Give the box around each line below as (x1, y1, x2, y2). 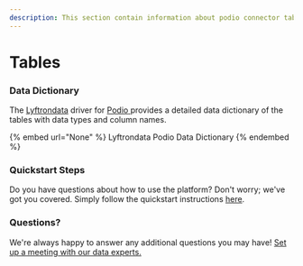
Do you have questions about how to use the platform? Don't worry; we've (9, 184, 286, 195)
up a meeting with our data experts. (9, 246, 142, 257)
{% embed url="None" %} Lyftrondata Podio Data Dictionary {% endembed (9, 132, 290, 142)
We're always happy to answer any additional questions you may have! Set (9, 236, 287, 248)
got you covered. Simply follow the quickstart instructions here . (9, 194, 245, 205)
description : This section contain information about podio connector (9, 13, 280, 23)
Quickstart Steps (9, 164, 86, 177)
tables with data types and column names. (9, 115, 167, 125)
